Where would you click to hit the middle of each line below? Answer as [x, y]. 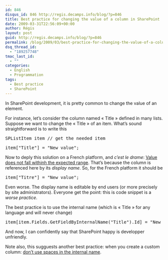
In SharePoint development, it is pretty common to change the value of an [81, 103]
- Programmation [26, 75]
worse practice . [21, 197]
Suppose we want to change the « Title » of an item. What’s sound [73, 123]
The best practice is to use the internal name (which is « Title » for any [78, 207]
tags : [11, 79]
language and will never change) [39, 212]
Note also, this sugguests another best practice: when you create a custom [82, 246]
